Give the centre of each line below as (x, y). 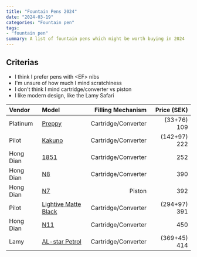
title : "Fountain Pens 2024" (42, 11)
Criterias (23, 62)
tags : (13, 28)
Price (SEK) (171, 110)
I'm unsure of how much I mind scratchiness (68, 83)
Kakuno (52, 140)
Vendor (20, 110)
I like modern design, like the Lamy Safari (64, 95)
